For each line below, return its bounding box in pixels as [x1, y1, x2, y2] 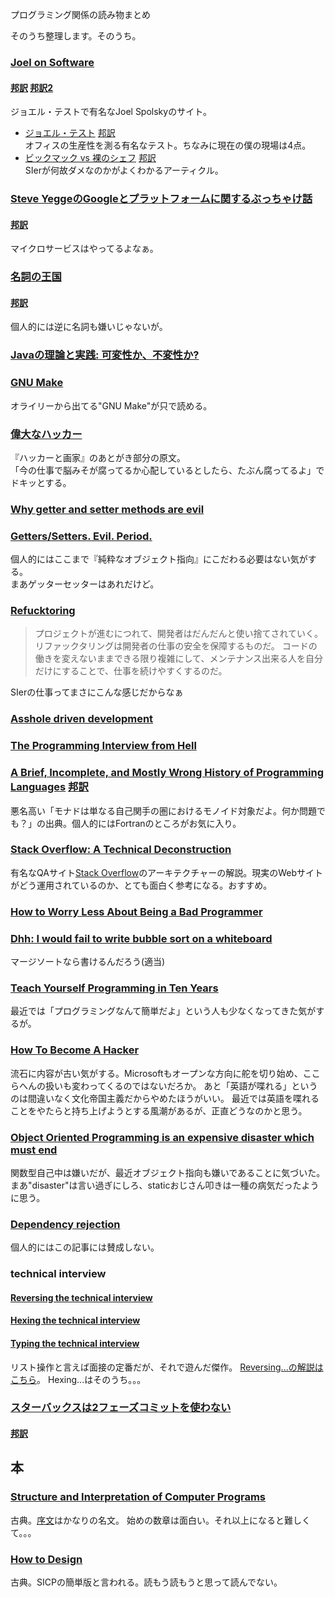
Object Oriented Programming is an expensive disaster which [10, 1130, 315, 1144]
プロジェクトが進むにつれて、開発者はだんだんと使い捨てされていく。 [34, 628, 323, 640]
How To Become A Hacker [10, 1043, 140, 1057]
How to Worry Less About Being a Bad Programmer [10, 904, 263, 918]
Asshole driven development [10, 712, 154, 726]
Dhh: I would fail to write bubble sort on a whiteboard [10, 931, 273, 945]
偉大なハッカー [10, 427, 83, 441]
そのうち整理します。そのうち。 [10, 30, 142, 42]
